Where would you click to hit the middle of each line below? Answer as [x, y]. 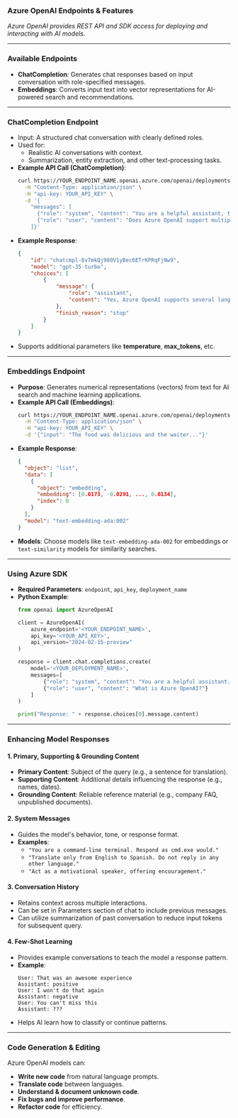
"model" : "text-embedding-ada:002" [77, 521]
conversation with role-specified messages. [82, 82]
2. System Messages [39, 818]
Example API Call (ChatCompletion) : [72, 167]
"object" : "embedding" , [72, 488]
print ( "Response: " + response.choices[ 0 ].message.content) [108, 714]
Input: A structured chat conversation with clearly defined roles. [110, 137]
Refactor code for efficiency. [60, 1107]
